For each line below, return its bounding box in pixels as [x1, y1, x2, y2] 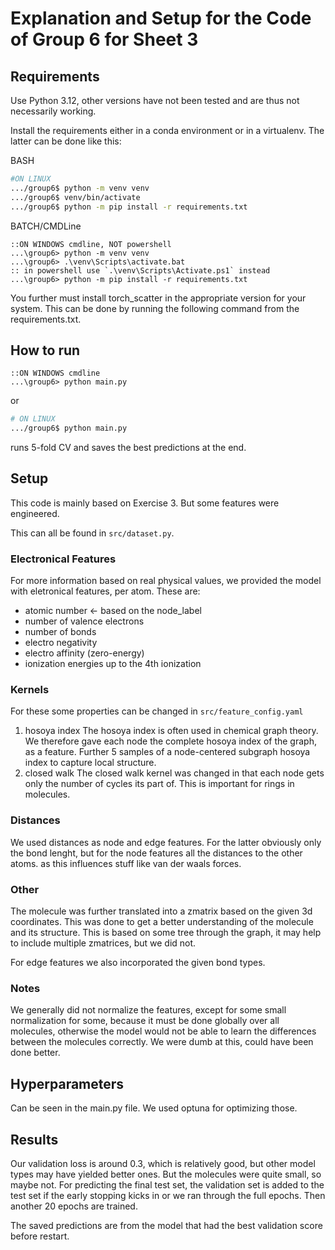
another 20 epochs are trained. [10, 1200, 138, 1212]
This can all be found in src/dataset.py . [10, 527, 175, 539]
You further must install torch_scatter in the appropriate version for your [10, 292, 307, 304]
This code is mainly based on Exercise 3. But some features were [10, 497, 280, 509]
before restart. [10, 1230, 70, 1242]
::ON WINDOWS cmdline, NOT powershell [10, 239, 172, 249]
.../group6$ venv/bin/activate [10, 192, 141, 202]
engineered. [10, 507, 60, 519]
